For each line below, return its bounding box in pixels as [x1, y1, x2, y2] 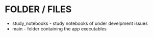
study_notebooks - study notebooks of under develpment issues [12, 20, 148, 26]
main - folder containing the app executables [12, 25, 107, 31]
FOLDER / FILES [5, 4, 72, 15]
